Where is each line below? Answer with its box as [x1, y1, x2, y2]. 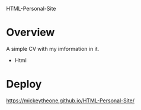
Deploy [6, 77, 42, 91]
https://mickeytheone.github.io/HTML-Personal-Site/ [6, 97, 135, 104]
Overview [6, 26, 55, 39]
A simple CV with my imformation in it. [6, 45, 100, 52]
